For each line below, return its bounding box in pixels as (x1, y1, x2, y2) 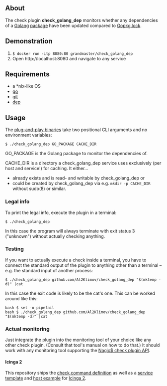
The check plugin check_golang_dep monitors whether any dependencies (5, 17, 158, 23)
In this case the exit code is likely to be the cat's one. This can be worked (5, 290, 156, 296)
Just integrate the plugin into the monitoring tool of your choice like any (5, 337, 152, 343)
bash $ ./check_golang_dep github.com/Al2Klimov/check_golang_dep (5, 309, 146, 315)
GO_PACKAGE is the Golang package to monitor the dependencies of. (5, 151, 148, 157)
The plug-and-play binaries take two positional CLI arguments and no (5, 127, 148, 133)
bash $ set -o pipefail (5, 305, 55, 310)
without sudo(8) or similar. (12, 186, 66, 192)
